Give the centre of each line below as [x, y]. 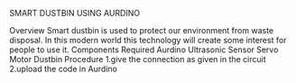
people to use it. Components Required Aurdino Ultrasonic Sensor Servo [144, 50]
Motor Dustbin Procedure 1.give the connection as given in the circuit [138, 59]
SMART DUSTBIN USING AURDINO [75, 13]
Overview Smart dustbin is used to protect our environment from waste [141, 30]
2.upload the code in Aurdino [63, 69]
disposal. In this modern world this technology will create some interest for [148, 40]
